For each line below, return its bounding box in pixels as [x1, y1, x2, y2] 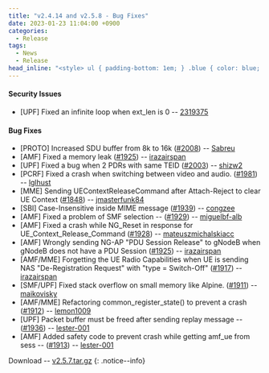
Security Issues [8, 89, 62, 99]
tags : [8, 42, 26, 50]
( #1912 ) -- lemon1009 [19, 306, 92, 316]
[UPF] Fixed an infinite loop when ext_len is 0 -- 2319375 [19, 106, 209, 117]
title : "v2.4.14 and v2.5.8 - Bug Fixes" [8, 11, 149, 20]
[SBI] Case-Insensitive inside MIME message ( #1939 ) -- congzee [19, 203, 235, 213]
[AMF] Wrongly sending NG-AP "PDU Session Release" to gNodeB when [19, 238, 261, 247]
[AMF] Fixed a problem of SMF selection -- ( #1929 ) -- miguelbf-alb [19, 212, 243, 222]
